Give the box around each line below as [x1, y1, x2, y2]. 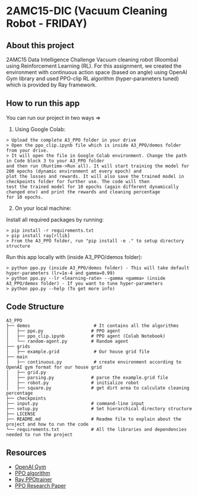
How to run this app [6, 98, 80, 108]
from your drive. [6, 147, 49, 154]
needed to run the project [6, 432, 73, 437]
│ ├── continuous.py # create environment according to [6, 359, 182, 365]
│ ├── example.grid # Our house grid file [6, 349, 150, 355]
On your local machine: [14, 205, 72, 212]
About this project [6, 40, 75, 50]
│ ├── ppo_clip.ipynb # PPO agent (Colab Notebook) [6, 333, 166, 339]
